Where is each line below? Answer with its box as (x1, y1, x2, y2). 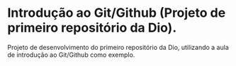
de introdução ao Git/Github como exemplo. (7, 51, 135, 59)
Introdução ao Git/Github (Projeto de (7, 5, 226, 21)
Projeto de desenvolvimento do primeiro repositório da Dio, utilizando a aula (7, 43, 229, 51)
